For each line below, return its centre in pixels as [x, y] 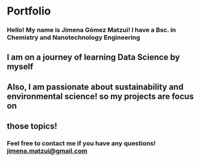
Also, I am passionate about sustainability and [95, 87]
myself [20, 67]
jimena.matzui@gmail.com [47, 151]
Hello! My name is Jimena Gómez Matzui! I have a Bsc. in [92, 30]
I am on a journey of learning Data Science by [93, 57]
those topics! [32, 126]
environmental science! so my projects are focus [100, 96]
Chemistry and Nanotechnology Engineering [73, 37]
